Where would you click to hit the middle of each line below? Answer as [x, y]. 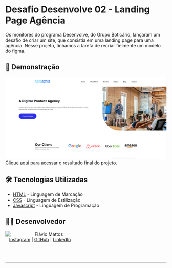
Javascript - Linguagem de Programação [56, 205]
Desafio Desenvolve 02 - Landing [78, 10]
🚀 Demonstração [33, 67]
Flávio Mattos [49, 234]
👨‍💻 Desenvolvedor [35, 221]
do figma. [15, 51]
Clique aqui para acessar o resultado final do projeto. [61, 163]
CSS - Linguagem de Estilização [47, 200]
